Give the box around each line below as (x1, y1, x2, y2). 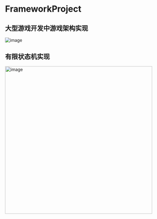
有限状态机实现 (5, 53, 50, 61)
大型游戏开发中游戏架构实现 (5, 24, 88, 32)
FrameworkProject (5, 3, 82, 15)
